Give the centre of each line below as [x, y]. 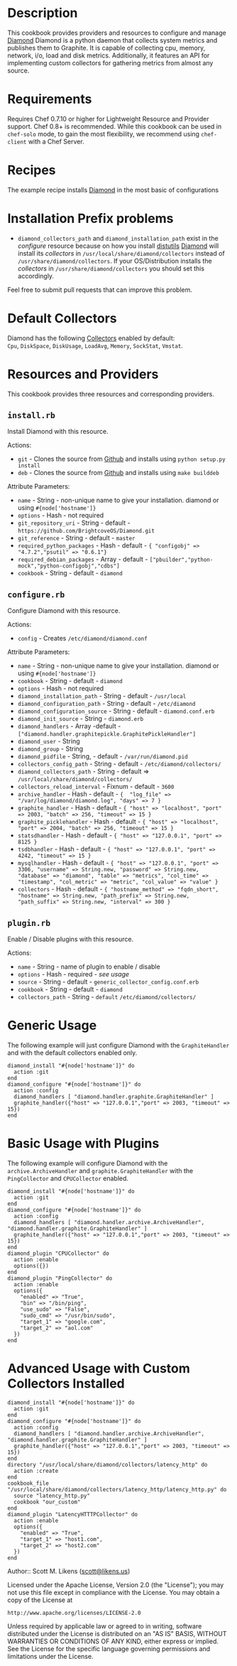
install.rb [31, 415]
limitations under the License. [50, 1656]
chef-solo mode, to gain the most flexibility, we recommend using [104, 134]
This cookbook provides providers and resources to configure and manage [117, 33]
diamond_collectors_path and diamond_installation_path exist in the [118, 238]
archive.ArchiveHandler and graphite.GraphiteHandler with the [100, 1170]
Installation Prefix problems [90, 219]
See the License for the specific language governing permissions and [109, 1648]
